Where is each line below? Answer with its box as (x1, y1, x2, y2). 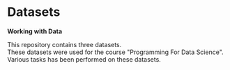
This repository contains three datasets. (7, 40, 122, 49)
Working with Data (7, 27, 63, 35)
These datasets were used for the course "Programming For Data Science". (7, 48, 224, 56)
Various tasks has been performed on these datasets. (7, 55, 162, 63)
